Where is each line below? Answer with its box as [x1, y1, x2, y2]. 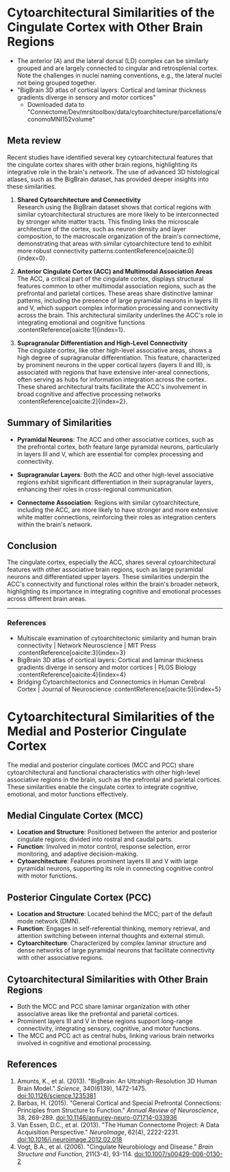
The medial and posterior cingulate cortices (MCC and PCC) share [7, 760, 194, 769]
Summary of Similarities [7, 417, 112, 429]
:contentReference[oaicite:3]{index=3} [16, 648, 127, 657]
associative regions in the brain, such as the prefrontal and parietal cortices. [7, 775, 222, 784]
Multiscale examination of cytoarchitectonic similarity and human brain [16, 633, 217, 642]
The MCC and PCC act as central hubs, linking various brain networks [16, 1031, 214, 1040]
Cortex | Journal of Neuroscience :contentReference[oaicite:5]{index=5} [16, 685, 221, 693]
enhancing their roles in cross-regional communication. [16, 485, 173, 493]
